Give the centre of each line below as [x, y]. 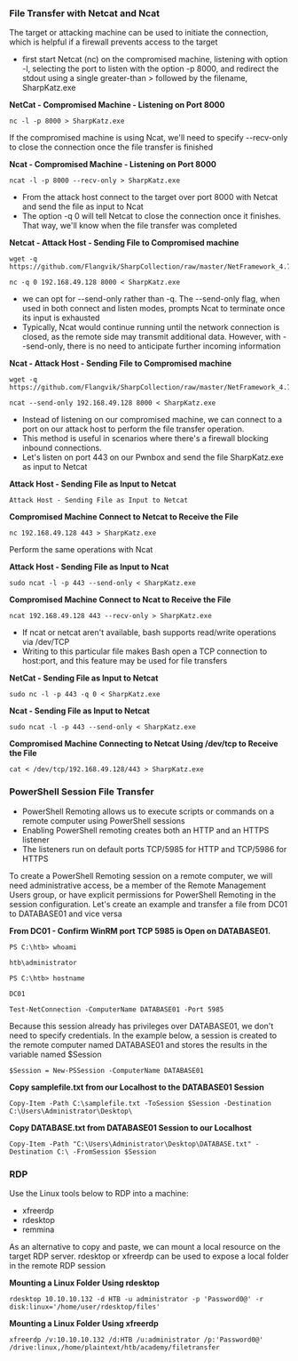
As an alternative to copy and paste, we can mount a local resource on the [145, 1246]
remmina [38, 1229]
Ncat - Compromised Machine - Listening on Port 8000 [113, 165]
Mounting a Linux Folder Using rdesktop [84, 1283]
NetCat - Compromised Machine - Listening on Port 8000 [117, 105]
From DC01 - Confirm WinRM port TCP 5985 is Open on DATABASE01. [140, 930]
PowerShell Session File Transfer [82, 792]
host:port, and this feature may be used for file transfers [125, 661]
